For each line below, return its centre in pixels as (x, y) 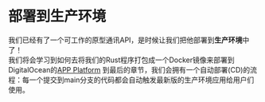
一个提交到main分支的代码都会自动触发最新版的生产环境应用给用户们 (142, 80)
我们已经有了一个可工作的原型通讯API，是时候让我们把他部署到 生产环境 (125, 40)
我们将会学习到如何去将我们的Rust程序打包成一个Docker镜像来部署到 (121, 60)
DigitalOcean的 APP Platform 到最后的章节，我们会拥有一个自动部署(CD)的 (129, 69)
